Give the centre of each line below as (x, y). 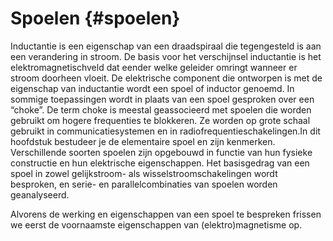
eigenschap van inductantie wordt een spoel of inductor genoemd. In (152, 88)
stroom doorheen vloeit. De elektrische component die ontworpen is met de (166, 78)
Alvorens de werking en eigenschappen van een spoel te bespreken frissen (166, 214)
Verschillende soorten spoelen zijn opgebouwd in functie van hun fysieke (161, 152)
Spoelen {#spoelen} (95, 18)
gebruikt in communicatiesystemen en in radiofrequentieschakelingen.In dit (165, 131)
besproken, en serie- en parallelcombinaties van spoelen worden (144, 184)
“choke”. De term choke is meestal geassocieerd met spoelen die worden (161, 109)
